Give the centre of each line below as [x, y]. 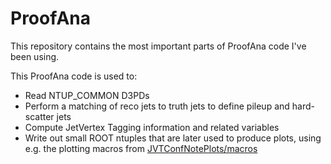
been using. [35, 56]
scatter [39, 116]
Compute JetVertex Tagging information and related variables [152, 127]
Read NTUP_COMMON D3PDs [87, 95]
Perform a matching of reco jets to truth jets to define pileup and [157, 106]
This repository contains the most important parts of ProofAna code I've [158, 46]
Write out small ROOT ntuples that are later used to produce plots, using [173, 138]
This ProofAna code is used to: [74, 76]
